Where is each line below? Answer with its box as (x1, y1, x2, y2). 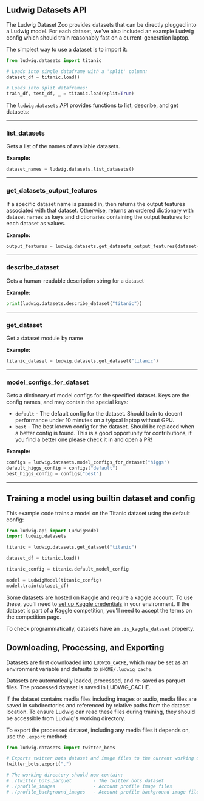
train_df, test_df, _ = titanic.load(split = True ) (6, 91, 135, 97)
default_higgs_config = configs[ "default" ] (6, 465, 118, 472)
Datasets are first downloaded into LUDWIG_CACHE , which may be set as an (6, 659, 189, 666)
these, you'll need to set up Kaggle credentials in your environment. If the (6, 600, 190, 607)
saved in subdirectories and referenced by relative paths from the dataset (6, 701, 191, 709)
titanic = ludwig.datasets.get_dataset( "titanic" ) (6, 544, 137, 551)
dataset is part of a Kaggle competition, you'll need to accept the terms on (6, 607, 192, 614)
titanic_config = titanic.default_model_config (6, 566, 129, 572)
